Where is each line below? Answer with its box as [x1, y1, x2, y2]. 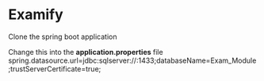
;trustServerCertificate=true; [8, 64, 101, 73]
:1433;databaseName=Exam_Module [136, 56, 257, 65]
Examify [8, 6, 63, 24]
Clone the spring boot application [8, 32, 117, 41]
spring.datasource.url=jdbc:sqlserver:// [8, 56, 137, 65]
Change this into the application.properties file [8, 47, 164, 56]
